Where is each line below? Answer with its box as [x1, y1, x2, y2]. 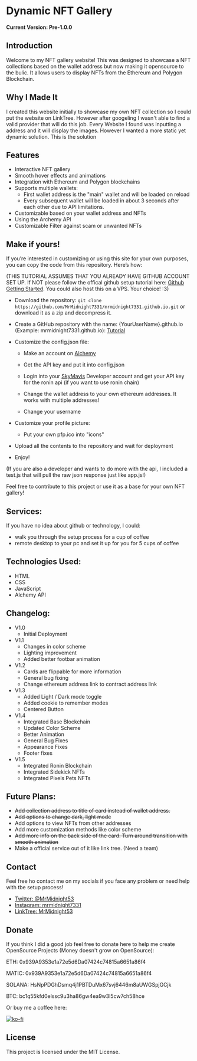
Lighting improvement [23, 649, 77, 656]
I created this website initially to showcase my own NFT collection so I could [6, 108, 192, 115]
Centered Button [23, 705, 64, 712]
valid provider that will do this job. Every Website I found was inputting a [6, 120, 182, 127]
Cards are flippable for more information [23, 668, 122, 675]
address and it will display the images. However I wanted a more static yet [6, 127, 186, 134]
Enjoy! [14, 454, 30, 461]
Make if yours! [6, 239, 60, 249]
